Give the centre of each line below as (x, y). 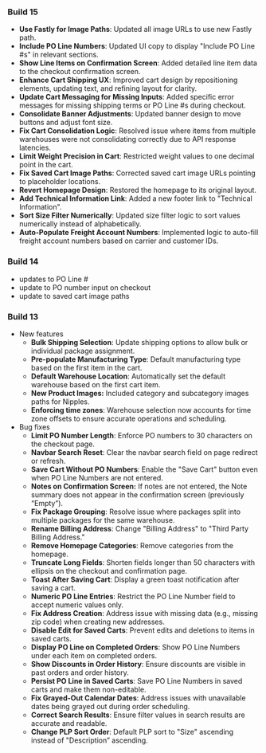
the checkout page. (63, 444)
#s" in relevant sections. (59, 55)
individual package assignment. (83, 351)
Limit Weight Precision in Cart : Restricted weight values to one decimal (137, 156)
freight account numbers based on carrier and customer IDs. (119, 241)
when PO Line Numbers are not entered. (97, 477)
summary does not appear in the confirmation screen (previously (137, 494)
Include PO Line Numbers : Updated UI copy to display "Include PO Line (137, 46)
